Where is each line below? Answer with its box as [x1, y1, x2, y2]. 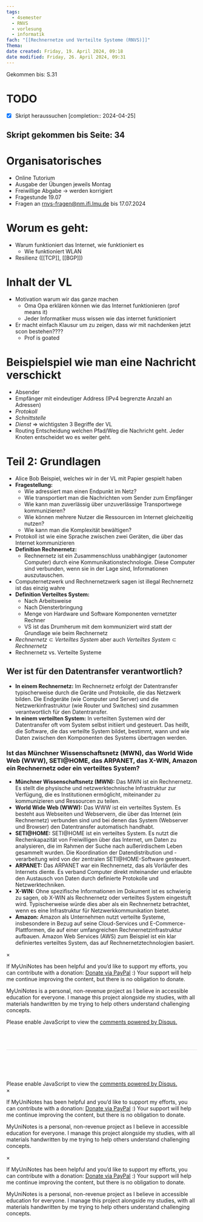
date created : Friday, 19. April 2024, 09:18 [6, 49, 123, 55]
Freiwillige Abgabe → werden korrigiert [15, 187, 113, 194]
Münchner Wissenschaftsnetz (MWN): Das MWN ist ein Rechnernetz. [15, 777, 193, 785]
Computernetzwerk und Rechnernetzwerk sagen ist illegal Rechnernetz [15, 577, 194, 585]
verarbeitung [15, 855, 48, 862]
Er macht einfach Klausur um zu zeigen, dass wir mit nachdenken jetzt [15, 321, 191, 328]
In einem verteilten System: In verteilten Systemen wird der [15, 714, 165, 722]
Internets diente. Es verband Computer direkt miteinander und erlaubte [15, 868, 192, 875]
